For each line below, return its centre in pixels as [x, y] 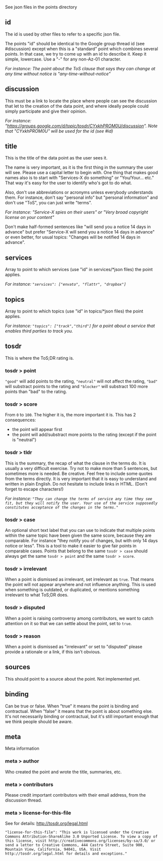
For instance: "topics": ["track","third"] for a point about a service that [80, 326]
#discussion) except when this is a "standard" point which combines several [81, 49]
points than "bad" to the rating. [36, 391]
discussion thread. [24, 800]
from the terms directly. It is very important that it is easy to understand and [81, 479]
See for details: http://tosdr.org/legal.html [46, 823]
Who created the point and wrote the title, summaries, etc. [63, 772]
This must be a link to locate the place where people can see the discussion [81, 101]
